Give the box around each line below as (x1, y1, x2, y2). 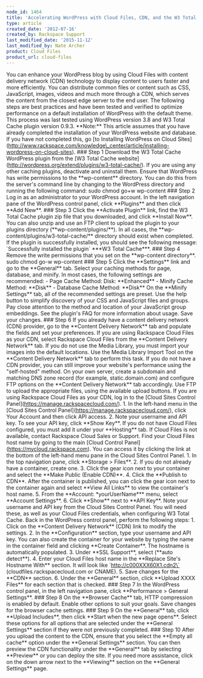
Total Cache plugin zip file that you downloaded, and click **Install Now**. (6, 213, 193, 220)
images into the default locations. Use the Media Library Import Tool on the (6, 348, 194, 355)
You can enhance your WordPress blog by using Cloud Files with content (6, 70, 188, 78)
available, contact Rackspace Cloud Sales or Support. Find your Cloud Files (6, 432, 195, 439)
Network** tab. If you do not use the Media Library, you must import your (6, 341, 190, 349)
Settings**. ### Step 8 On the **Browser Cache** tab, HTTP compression (6, 594, 193, 601)
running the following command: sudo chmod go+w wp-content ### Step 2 (6, 187, 195, 194)
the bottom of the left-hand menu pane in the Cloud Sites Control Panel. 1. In (6, 451, 197, 459)
